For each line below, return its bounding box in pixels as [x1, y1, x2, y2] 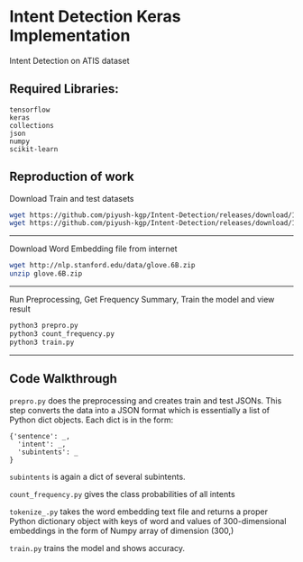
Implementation [9, 25, 131, 46]
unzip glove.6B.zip [9, 269, 83, 278]
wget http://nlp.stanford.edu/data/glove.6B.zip [9, 261, 196, 270]
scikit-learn [9, 144, 59, 154]
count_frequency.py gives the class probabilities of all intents [9, 488, 236, 499]
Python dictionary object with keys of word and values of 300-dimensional [9, 515, 287, 526]
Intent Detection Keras [9, 6, 182, 27]
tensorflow [9, 105, 50, 114]
